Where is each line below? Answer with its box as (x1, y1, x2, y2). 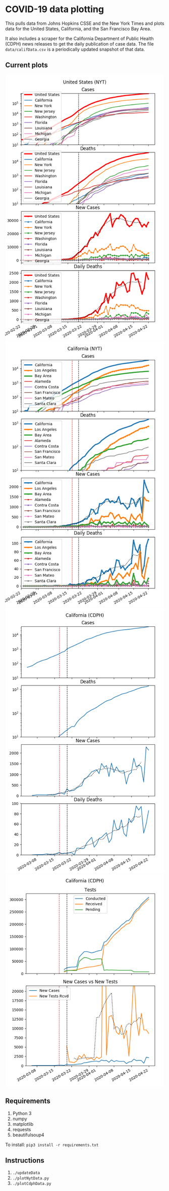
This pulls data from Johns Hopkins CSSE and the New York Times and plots (5, 20, 164, 26)
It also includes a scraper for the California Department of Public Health (5, 35, 154, 41)
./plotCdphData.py (12, 1181, 51, 1186)
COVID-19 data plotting (5, 4, 104, 15)
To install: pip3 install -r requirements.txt (5, 1141, 99, 1147)
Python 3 (12, 1110, 32, 1116)
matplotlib (12, 1121, 34, 1127)
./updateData (12, 1170, 40, 1176)
